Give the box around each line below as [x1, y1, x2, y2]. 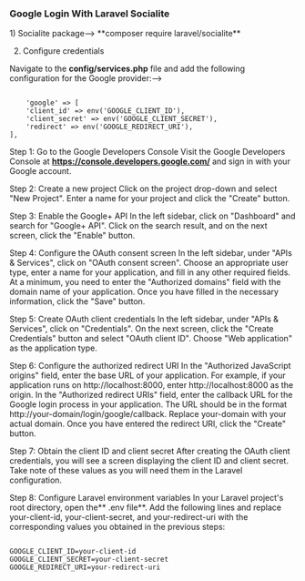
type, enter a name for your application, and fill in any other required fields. [9, 267, 291, 278]
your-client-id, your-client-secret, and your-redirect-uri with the [9, 512, 249, 523]
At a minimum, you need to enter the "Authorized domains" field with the [9, 277, 281, 288]
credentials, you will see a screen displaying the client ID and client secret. [9, 455, 290, 466]
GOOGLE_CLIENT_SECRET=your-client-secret [9, 555, 169, 565]
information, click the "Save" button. [9, 296, 146, 307]
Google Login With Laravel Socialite [9, 7, 170, 20]
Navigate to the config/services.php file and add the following [9, 63, 246, 75]
